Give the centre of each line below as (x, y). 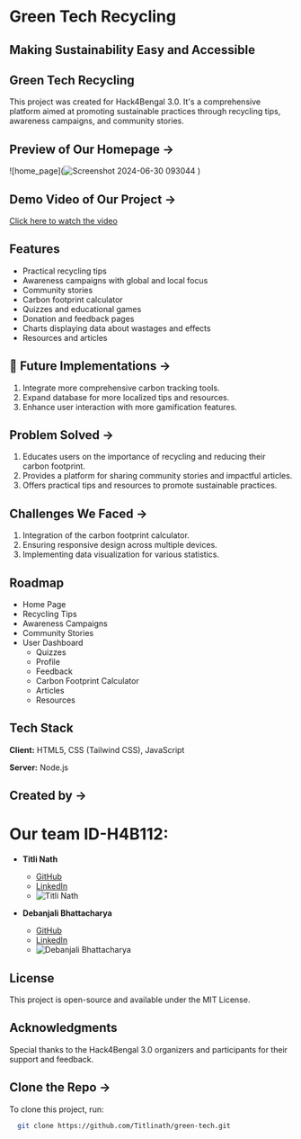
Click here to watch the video (64, 221)
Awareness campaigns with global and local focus (115, 280)
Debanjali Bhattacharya (67, 913)
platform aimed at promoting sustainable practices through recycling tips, (145, 112)
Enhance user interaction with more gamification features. (130, 407)
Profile (48, 662)
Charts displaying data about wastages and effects (116, 328)
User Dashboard (53, 643)
